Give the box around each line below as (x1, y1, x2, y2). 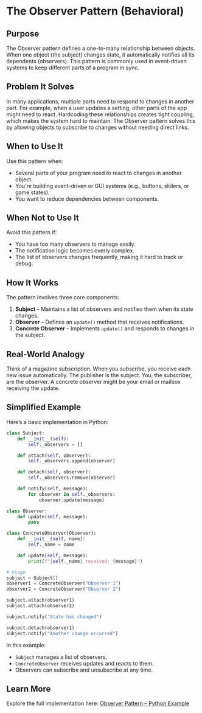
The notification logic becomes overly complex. (15, 247, 135, 254)
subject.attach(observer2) (6, 603, 75, 609)
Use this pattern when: (6, 157, 64, 165)
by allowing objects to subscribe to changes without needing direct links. (6, 123, 190, 131)
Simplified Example (6, 402, 81, 412)
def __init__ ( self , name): (17, 536, 86, 542)
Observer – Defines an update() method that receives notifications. (15, 318, 184, 326)
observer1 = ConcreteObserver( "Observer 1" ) (6, 580, 121, 586)
